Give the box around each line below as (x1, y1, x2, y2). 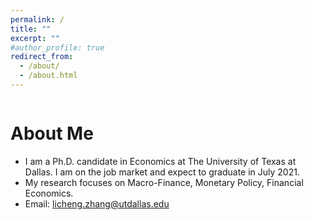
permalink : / (10, 14, 65, 25)
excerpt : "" (10, 33, 60, 43)
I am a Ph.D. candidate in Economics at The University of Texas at (24, 155, 297, 167)
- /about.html (19, 71, 78, 81)
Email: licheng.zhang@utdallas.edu (24, 197, 170, 210)
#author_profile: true (10, 42, 105, 53)
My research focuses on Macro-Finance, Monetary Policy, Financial (24, 176, 304, 188)
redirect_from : (10, 52, 74, 62)
